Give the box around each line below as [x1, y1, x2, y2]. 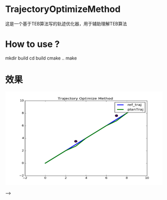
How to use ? [5, 38, 60, 50]
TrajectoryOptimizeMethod [5, 3, 121, 15]
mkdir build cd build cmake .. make [5, 55, 77, 61]
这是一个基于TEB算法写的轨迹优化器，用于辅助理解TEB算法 [5, 20, 127, 26]
